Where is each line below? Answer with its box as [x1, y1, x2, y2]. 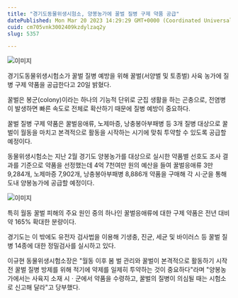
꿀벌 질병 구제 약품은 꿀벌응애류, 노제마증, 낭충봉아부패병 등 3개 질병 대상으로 [7, 120, 221, 128]
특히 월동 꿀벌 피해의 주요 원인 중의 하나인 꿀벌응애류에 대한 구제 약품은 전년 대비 [7, 209, 230, 217]
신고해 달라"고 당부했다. [14, 283, 81, 292]
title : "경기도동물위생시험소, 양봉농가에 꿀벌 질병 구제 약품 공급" [7, 10, 180, 18]
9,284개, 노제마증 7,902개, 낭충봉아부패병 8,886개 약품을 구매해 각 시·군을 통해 [7, 170, 227, 178]
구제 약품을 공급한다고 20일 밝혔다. [14, 81, 112, 89]
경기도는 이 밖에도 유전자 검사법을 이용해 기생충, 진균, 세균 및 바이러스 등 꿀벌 [7, 233, 221, 241]
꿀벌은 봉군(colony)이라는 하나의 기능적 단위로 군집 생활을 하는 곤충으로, [7, 96, 208, 104]
